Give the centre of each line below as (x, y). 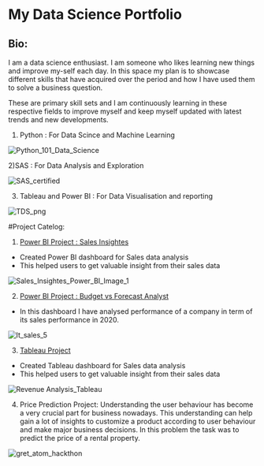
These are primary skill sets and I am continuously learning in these (117, 103)
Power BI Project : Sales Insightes (74, 242)
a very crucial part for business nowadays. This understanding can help (136, 413)
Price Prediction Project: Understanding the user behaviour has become (136, 404)
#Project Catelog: (37, 227)
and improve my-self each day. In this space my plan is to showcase (119, 71)
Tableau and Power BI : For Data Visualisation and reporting (116, 196)
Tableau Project (45, 350)
